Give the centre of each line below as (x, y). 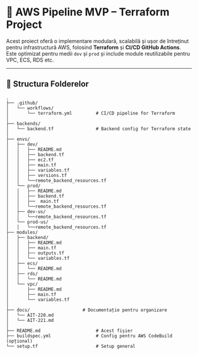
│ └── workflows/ (30, 108)
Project (24, 25)
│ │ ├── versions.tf (37, 175)
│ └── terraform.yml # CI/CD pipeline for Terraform (91, 113)
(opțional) (19, 341)
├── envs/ (18, 139)
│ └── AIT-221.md (30, 320)
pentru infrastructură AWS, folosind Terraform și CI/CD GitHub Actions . (94, 47)
